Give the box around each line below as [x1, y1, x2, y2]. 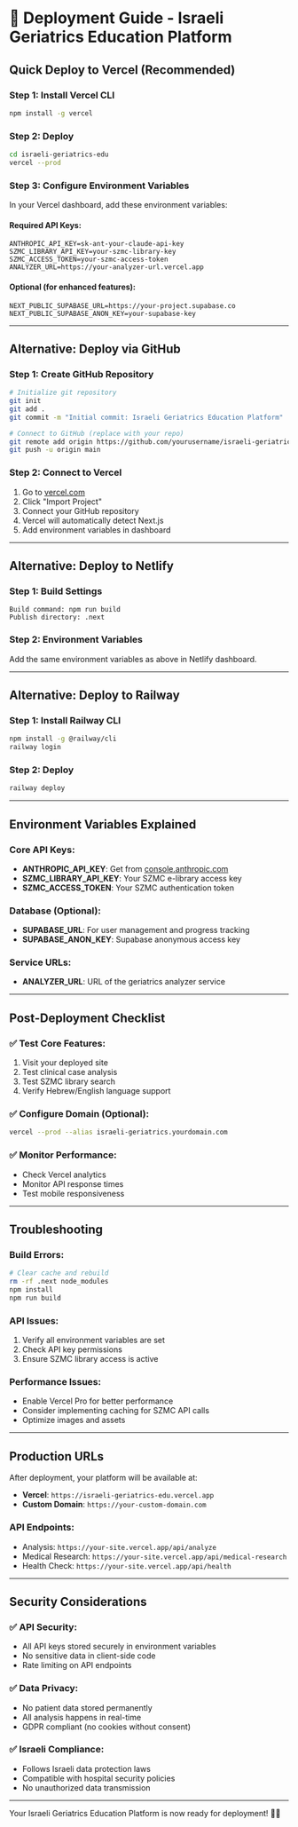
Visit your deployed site [21, 1057, 109, 1068]
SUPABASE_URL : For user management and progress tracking [21, 925, 250, 936]
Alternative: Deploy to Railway [9, 687, 180, 702]
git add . [9, 404, 46, 414]
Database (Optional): [9, 905, 102, 917]
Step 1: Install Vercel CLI [9, 89, 115, 101]
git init [9, 397, 42, 406]
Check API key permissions [21, 1344, 122, 1355]
